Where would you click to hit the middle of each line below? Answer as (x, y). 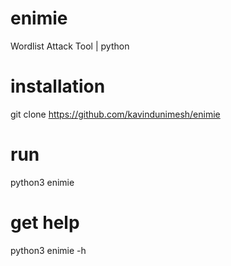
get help (45, 223)
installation (58, 86)
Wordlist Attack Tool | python (70, 46)
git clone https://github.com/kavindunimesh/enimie (115, 114)
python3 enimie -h (48, 250)
